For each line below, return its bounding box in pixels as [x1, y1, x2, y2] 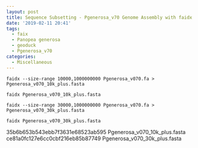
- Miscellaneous [11, 59, 52, 65]
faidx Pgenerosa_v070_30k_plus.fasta [6, 118, 101, 124]
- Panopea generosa [11, 37, 61, 43]
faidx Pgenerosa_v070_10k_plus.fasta [6, 91, 101, 97]
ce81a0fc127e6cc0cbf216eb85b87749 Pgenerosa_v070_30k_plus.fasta [6, 135, 182, 142]
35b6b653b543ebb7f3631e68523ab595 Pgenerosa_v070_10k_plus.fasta [6, 128, 186, 135]
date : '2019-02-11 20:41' [6, 20, 71, 26]
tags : [6, 25, 20, 32]
